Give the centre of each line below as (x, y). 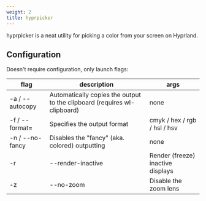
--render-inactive (76, 164)
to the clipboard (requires (86, 103)
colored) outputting (77, 146)
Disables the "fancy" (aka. (87, 138)
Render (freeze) (172, 156)
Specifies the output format (89, 124)
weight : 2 (19, 12)
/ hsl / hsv (163, 128)
